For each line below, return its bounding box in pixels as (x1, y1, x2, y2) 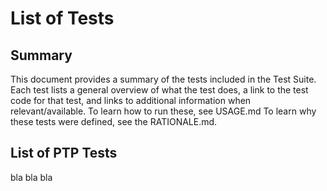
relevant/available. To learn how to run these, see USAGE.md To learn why (10, 105, 317, 117)
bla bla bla (10, 171, 53, 183)
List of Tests (10, 7, 115, 30)
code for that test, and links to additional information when (10, 95, 252, 106)
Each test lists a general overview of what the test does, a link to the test (10, 84, 309, 96)
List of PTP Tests (10, 145, 118, 162)
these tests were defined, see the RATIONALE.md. (10, 116, 218, 127)
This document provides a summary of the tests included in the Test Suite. (10, 73, 317, 85)
